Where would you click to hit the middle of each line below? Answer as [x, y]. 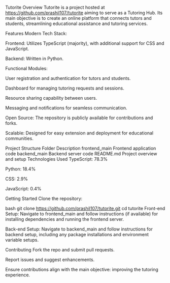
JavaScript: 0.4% [23, 189]
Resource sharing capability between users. [51, 98]
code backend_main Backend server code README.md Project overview [81, 154]
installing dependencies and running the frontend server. [65, 219]
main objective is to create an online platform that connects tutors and [79, 18]
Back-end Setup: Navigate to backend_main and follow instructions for [79, 229]
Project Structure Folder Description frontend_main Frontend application [81, 148]
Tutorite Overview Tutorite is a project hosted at [55, 7]
